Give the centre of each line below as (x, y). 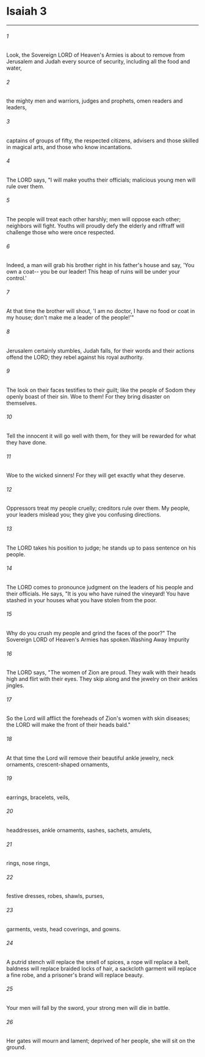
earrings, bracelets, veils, (38, 797)
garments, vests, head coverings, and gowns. (63, 929)
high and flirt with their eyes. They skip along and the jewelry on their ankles (102, 679)
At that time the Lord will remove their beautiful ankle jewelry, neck (90, 758)
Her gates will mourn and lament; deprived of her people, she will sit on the (101, 1041)
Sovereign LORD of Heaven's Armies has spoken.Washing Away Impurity (98, 639)
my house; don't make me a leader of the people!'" (70, 318)
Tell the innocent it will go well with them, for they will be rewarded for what (101, 436)
